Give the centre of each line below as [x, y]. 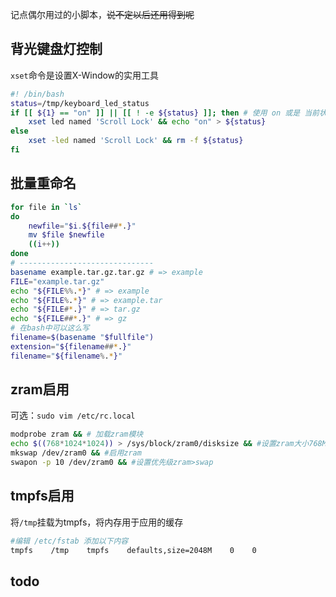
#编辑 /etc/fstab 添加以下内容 [69, 541]
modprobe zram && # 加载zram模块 [77, 434]
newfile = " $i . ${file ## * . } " [82, 226]
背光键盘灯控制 [56, 49]
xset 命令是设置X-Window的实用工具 [85, 75]
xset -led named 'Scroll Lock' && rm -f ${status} [136, 141]
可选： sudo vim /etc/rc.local [73, 415]
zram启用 [40, 389]
